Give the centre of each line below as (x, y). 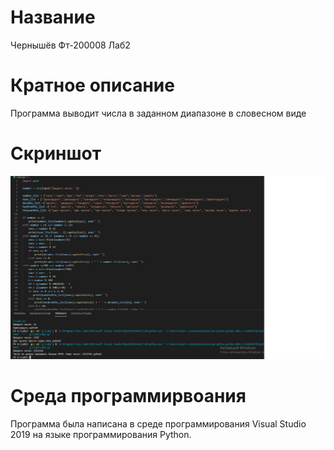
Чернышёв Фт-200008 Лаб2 (70, 45)
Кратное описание (92, 85)
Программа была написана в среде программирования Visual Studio (158, 423)
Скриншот (56, 153)
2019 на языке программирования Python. (101, 434)
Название (53, 17)
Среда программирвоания (128, 395)
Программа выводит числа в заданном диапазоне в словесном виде (158, 113)
